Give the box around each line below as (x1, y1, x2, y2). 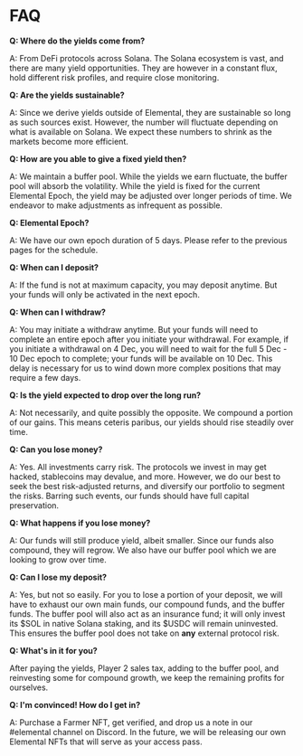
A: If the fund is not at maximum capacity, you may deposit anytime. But (9, 279, 278, 290)
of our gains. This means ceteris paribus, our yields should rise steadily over (9, 417, 294, 428)
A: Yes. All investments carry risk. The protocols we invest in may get (9, 461, 267, 472)
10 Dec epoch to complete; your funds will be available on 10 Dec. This (9, 353, 273, 364)
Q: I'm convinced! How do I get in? (9, 699, 141, 710)
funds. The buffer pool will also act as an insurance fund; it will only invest (9, 608, 286, 619)
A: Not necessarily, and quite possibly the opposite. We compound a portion (9, 407, 294, 418)
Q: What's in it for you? (9, 645, 98, 656)
